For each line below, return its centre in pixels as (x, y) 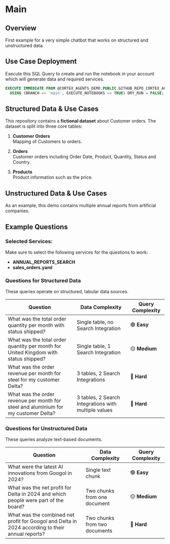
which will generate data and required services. (55, 79)
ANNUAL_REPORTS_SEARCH (44, 262)
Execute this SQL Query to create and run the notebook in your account (80, 73)
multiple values (95, 410)
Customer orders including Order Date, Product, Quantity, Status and (84, 157)
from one (96, 497)
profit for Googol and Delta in (42, 521)
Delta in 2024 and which (37, 494)
